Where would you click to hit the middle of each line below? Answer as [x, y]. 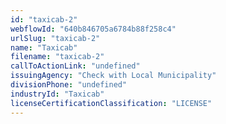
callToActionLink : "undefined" [75, 66]
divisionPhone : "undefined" [69, 85]
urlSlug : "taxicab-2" [55, 38]
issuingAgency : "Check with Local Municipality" [113, 76]
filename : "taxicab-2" [57, 57]
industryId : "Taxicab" [57, 94]
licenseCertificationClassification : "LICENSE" [111, 103]
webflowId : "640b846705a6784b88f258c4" [93, 29]
